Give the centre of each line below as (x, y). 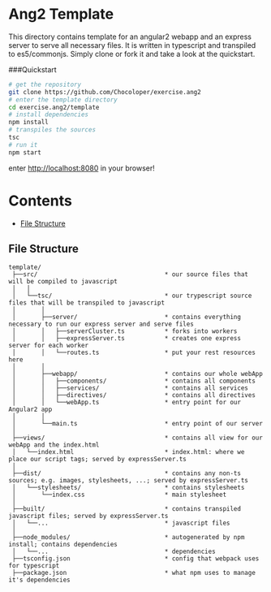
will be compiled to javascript (63, 282)
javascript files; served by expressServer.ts (88, 516)
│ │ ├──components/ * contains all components (133, 381)
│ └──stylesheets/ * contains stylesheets (128, 488)
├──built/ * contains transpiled (127, 509)
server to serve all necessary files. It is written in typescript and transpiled (132, 45)
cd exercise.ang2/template (54, 107)
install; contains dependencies (63, 545)
